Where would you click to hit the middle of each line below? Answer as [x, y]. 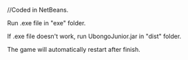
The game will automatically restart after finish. [74, 49]
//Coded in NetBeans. [38, 10]
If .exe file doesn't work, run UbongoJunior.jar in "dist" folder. [94, 36]
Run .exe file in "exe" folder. [46, 23]
